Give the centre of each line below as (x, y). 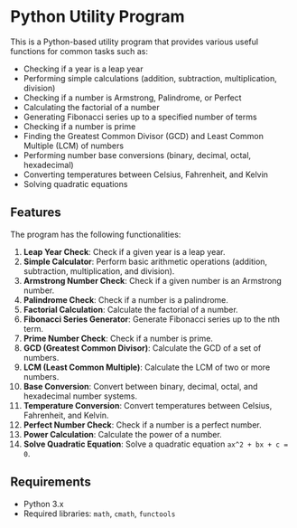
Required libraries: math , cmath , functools (99, 514)
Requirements (51, 482)
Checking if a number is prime (79, 126)
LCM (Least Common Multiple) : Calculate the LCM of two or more (147, 367)
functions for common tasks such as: (79, 51)
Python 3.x (43, 504)
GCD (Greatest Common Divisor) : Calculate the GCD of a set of (142, 348)
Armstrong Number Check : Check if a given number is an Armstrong (153, 280)
